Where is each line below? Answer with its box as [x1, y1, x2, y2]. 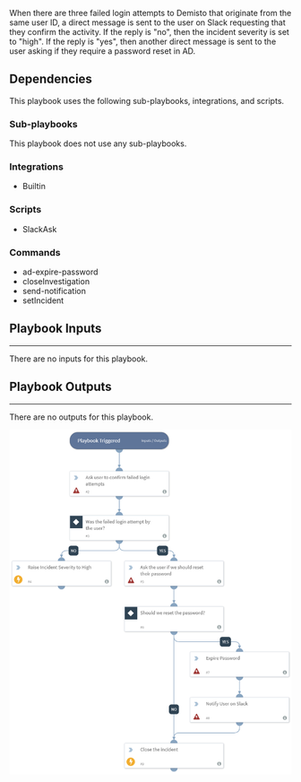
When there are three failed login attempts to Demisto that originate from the [9, 8, 292, 18]
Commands [9, 246, 61, 258]
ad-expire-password [21, 266, 99, 277]
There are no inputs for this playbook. [9, 353, 149, 364]
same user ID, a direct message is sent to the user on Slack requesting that [9, 17, 287, 28]
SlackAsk [21, 223, 57, 234]
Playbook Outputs [9, 379, 112, 395]
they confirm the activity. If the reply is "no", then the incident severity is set [9, 27, 289, 37]
